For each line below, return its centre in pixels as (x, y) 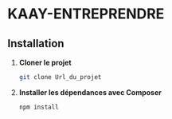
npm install (39, 107)
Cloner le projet (45, 62)
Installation (36, 44)
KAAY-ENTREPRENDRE (86, 14)
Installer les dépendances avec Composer (90, 92)
